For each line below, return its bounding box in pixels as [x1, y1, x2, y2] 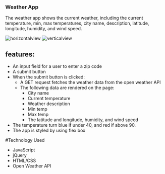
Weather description [27, 101, 70, 107]
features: [5, 50, 35, 58]
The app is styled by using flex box [12, 127, 86, 134]
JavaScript [12, 147, 35, 153]
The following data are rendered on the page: [20, 84, 115, 91]
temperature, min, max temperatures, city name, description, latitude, [5, 20, 150, 26]
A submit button [12, 69, 46, 75]
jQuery [12, 152, 27, 158]
